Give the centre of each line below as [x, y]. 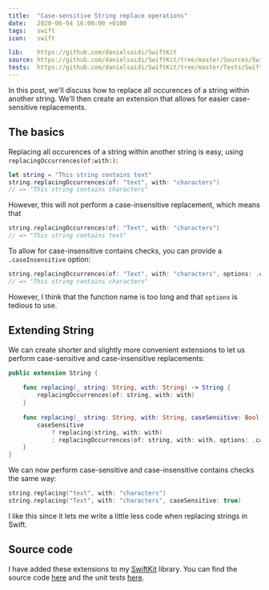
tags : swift [32, 30]
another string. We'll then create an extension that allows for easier [119, 98]
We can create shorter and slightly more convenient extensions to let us [127, 350]
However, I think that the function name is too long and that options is [123, 296]
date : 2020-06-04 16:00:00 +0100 [68, 23]
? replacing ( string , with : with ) [106, 432]
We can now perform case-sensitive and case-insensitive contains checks [131, 470]
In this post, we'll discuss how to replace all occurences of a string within [129, 90]
